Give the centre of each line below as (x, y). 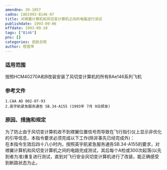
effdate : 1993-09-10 (27, 28)
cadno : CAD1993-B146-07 (30, 14)
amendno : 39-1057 (23, 10)
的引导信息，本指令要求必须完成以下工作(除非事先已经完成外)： (70, 138)
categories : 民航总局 (26, 42)
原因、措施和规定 (26, 120)
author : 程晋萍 (20, 47)
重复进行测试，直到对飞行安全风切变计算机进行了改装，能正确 (87, 156)
